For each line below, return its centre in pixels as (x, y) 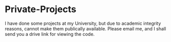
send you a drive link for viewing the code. (50, 34)
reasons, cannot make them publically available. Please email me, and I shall (85, 28)
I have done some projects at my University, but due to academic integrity (83, 23)
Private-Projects (41, 9)
